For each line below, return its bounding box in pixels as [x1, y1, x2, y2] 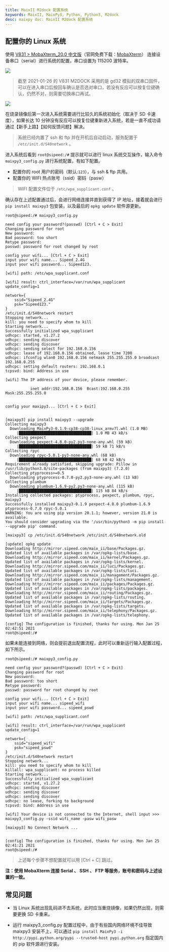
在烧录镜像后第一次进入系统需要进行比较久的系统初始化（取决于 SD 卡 [5, 111, 151, 117]
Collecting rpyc [5, 449, 39, 454]
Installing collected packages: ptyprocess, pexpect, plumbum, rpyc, [5, 493, 155, 498]
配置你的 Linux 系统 [5, 37, 66, 46]
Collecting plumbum [5, 480, 47, 485]
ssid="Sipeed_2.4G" [14, 297, 56, 302]
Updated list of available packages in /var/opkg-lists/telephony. [5, 613, 151, 618]
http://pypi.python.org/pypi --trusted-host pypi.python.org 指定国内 [12, 935, 163, 940]
